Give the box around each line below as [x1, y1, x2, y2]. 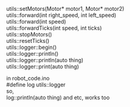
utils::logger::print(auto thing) [6, 63, 80, 70]
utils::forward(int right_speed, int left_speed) [6, 11, 117, 19]
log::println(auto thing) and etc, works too [6, 94, 110, 101]
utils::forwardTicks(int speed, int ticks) [6, 24, 102, 31]
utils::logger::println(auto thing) [6, 57, 83, 63]
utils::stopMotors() [6, 31, 53, 38]
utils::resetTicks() [6, 37, 50, 44]
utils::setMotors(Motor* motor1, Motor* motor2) [6, 5, 125, 12]
